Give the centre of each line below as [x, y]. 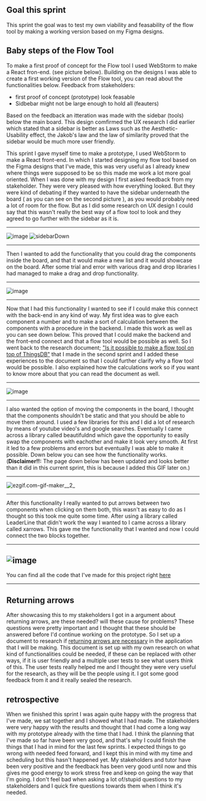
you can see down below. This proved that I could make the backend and [99, 334]
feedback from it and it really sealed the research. [69, 680]
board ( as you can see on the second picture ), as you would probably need [103, 199]
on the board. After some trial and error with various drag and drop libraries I [103, 267]
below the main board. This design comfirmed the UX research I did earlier [101, 121]
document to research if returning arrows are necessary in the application [100, 641]
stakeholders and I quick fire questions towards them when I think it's [94, 786]
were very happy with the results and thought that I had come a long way [99, 727]
